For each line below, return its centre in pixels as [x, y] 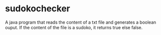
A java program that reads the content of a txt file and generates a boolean [80, 22]
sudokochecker [38, 9]
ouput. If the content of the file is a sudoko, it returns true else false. [74, 27]
